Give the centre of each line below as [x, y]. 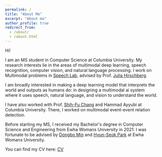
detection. [15, 115]
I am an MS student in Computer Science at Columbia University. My [74, 60]
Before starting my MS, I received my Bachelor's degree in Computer [74, 124]
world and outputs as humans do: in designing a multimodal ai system [75, 90]
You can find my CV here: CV [34, 149]
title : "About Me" [24, 14]
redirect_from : [20, 28]
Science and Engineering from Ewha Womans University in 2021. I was [76, 129]
